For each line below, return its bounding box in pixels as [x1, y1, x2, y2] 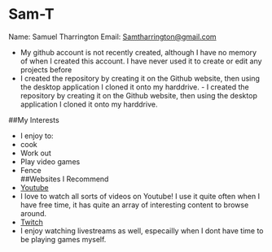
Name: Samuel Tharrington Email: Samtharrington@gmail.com [8, 32, 217, 41]
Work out [20, 148, 51, 158]
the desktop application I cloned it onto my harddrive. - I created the [20, 82, 250, 92]
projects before [20, 64, 72, 74]
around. [20, 208, 47, 218]
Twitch [20, 217, 43, 227]
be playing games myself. [20, 234, 107, 244]
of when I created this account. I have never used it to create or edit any [20, 56, 262, 66]
